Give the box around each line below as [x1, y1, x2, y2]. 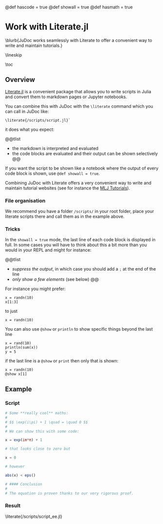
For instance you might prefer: [5, 286, 66, 292]
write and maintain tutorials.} [5, 42, 63, 48]
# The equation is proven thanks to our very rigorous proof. [5, 491, 134, 496]
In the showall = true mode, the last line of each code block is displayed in [5, 237, 156, 243]
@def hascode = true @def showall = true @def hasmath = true [5, 4, 133, 10]
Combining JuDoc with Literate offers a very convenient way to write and [5, 180, 152, 186]
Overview [5, 76, 36, 84]
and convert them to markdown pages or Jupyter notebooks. [5, 94, 127, 100]
